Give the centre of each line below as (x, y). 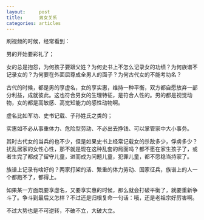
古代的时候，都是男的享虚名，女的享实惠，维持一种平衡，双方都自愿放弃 (97, 88)
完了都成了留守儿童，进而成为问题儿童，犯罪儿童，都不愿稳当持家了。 (104, 157)
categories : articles (34, 23)
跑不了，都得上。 (38, 177)
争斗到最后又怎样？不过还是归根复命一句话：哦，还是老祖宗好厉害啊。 (110, 198)
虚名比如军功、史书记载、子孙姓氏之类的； (59, 115)
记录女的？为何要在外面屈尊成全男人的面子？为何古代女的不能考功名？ (94, 75)
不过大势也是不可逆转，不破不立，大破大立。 (62, 211)
